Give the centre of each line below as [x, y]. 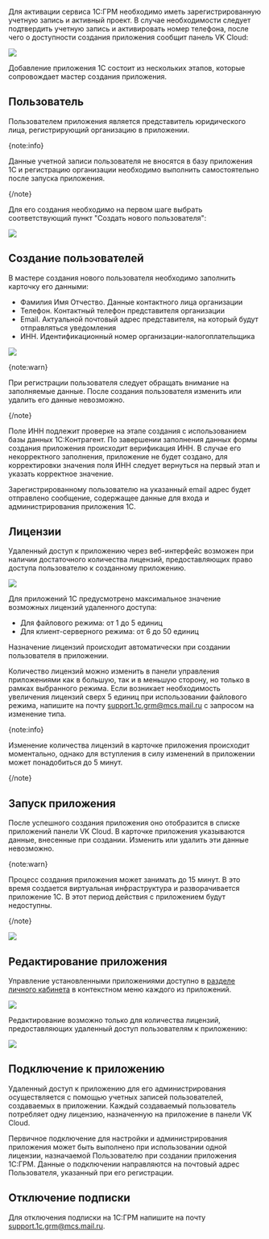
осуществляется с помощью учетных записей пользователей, [116, 1097]
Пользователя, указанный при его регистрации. [91, 1172]
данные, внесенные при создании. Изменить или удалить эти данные [129, 840]
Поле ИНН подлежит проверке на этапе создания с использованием [128, 431]
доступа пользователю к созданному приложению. [97, 568]
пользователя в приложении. [58, 656]
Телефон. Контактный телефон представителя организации [122, 310]
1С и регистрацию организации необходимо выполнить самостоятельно [134, 169]
